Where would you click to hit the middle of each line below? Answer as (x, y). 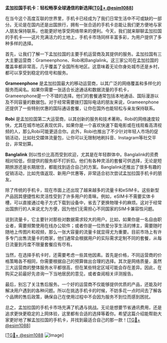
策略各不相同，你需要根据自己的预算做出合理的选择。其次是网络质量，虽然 (85, 261)
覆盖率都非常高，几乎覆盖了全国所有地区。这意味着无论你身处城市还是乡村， (83, 66)
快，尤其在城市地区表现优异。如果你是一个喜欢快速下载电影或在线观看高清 (81, 125)
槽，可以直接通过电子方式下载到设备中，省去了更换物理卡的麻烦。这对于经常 (83, 202)
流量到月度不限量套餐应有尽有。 (42, 244)
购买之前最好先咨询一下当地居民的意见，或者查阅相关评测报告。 (70, 274)
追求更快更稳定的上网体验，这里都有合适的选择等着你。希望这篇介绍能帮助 (81, 314)
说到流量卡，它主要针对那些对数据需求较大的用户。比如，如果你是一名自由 (81, 219)
